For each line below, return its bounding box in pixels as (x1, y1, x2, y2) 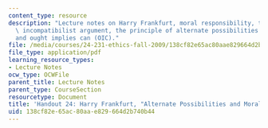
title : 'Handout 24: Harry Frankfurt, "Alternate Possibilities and (8, 100, 241, 108)
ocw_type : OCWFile (8, 71, 69, 79)
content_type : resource (8, 11, 88, 20)
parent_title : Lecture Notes (8, 78, 105, 86)
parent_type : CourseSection (8, 85, 102, 94)
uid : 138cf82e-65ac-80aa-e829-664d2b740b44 (8, 108, 156, 116)
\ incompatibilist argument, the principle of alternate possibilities (15, 26, 259, 34)
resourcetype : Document (8, 93, 88, 101)
